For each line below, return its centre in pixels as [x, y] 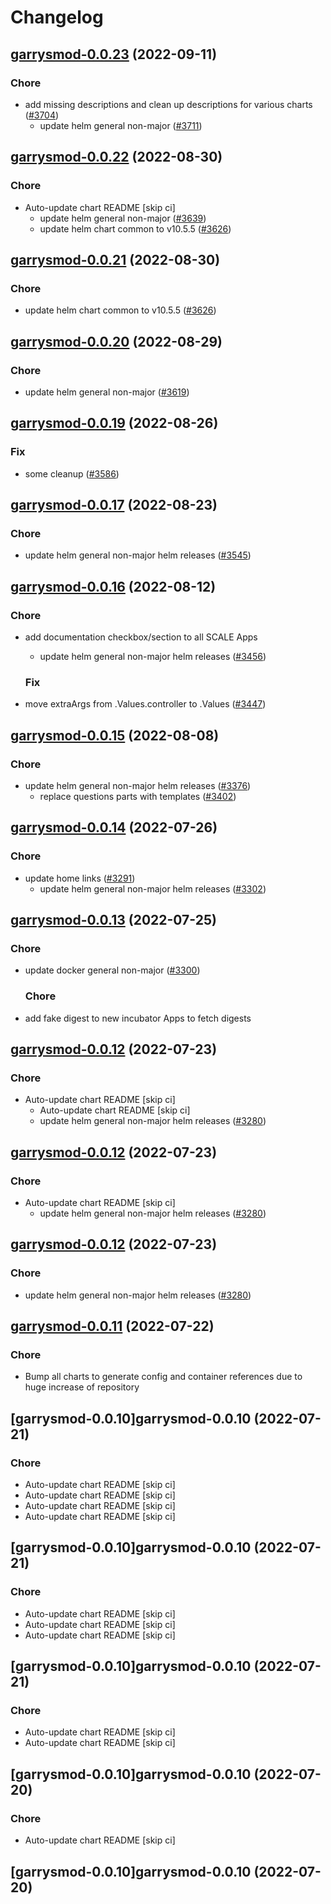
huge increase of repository [82, 1387]
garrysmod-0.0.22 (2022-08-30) [116, 157]
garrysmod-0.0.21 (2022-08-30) [115, 259]
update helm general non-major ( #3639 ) [123, 218]
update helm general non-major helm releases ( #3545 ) [138, 555]
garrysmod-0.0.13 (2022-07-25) [113, 920]
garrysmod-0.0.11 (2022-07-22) [112, 1326]
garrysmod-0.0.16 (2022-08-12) [113, 586]
